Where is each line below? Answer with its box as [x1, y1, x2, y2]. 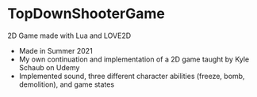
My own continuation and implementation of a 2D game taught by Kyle [18, 54, 250, 64]
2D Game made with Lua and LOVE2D [7, 31, 132, 40]
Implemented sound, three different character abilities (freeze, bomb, [18, 71, 245, 80]
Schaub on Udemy [18, 62, 80, 72]
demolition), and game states [18, 80, 115, 89]
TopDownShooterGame [7, 5, 166, 23]
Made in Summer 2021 [18, 46, 93, 55]
